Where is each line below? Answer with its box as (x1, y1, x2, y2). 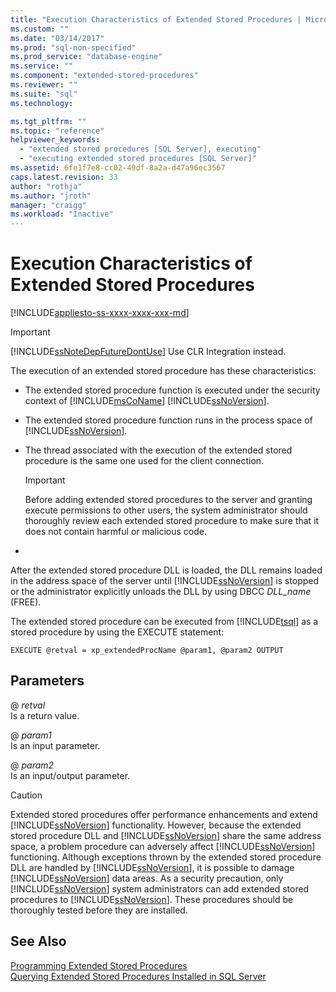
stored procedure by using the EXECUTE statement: (10, 626, 225, 638)
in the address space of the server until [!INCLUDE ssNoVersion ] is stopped (10, 575, 320, 587)
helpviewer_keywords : (10, 135, 101, 145)
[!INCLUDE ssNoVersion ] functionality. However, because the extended (10, 819, 302, 831)
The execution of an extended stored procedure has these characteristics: (10, 365, 317, 377)
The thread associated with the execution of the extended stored (24, 444, 293, 456)
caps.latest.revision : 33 (10, 172, 118, 182)
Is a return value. (10, 709, 80, 721)
